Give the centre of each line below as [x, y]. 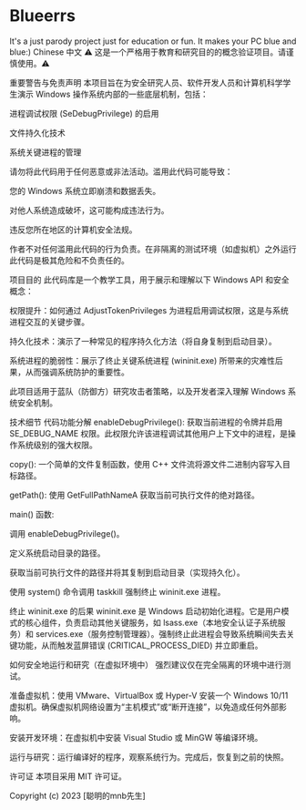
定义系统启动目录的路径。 [57, 553]
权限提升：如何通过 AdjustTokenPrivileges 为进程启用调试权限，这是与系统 [149, 310]
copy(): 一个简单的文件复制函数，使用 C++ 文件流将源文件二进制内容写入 [146, 464]
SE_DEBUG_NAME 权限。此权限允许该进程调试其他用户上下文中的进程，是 [149, 433]
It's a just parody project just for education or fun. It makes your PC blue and [153, 41]
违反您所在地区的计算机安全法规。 [73, 230]
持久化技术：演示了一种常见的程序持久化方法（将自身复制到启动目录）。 [143, 341]
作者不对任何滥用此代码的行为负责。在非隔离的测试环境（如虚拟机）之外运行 [153, 249]
